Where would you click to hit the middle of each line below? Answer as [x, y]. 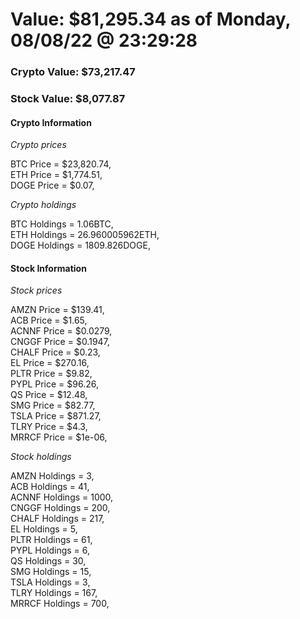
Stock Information [48, 268]
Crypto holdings [43, 205]
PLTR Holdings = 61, [51, 540]
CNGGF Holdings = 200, [60, 508]
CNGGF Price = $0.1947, [60, 342]
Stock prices [36, 290]
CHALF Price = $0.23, [55, 352]
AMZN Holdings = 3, [52, 476]
